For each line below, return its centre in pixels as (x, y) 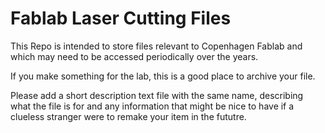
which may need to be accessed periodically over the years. (134, 56)
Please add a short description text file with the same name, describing (157, 95)
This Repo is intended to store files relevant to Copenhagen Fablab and (156, 46)
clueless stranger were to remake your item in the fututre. (128, 116)
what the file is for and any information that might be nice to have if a (152, 106)
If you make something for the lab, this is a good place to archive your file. (163, 76)
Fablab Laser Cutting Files (121, 18)
